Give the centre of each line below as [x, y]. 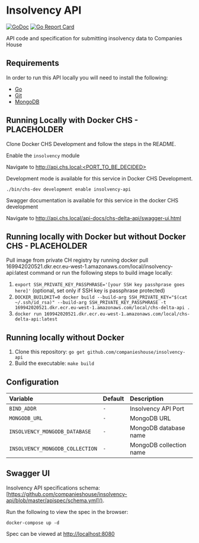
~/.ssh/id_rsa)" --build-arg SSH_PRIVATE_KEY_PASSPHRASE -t [90, 303]
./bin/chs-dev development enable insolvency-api [69, 189]
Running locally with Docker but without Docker [96, 236]
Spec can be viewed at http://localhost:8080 [60, 534]
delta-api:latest [36, 319]
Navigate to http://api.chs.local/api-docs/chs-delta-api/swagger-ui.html [94, 218]
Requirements [33, 63]
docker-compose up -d [33, 523]
